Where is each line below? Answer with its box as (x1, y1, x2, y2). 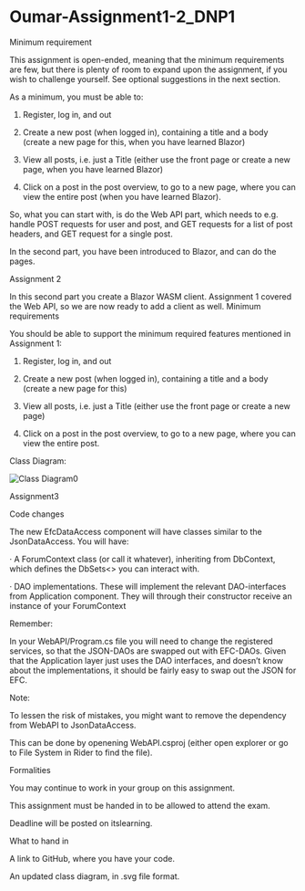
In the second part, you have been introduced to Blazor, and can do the (9, 246, 277, 257)
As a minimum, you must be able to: (9, 91, 144, 102)
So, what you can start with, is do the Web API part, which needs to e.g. (9, 208, 280, 220)
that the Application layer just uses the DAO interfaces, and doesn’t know (9, 655, 284, 666)
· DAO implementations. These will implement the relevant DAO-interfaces (9, 581, 287, 592)
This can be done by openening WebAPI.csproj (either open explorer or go (9, 737, 289, 748)
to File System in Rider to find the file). (9, 747, 153, 758)
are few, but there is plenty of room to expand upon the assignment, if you (9, 64, 288, 75)
